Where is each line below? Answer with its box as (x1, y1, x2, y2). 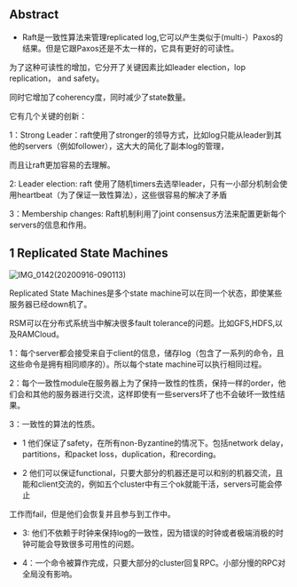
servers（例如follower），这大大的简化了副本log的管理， (24, 140, 229, 151)
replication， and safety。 (9, 73, 105, 83)
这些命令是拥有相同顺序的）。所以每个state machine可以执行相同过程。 (9, 359, 267, 369)
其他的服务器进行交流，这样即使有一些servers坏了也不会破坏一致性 (32, 388, 277, 399)
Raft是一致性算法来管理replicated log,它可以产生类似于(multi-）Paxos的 (21, 31, 284, 43)
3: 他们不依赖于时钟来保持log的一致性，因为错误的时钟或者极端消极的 (21, 528, 277, 538)
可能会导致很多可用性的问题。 (29, 538, 139, 549)
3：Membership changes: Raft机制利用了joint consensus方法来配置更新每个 (9, 208, 286, 218)
